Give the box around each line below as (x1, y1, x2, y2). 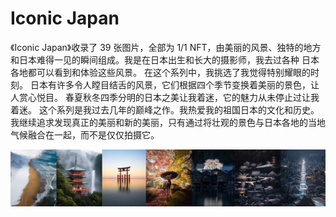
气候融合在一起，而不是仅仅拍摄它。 (10, 128, 160, 141)
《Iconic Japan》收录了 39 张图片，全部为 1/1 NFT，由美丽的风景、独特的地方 (10, 41, 322, 53)
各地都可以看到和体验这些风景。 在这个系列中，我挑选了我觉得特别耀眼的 (10, 66, 311, 78)
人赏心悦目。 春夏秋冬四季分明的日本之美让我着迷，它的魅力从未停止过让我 (10, 91, 320, 103)
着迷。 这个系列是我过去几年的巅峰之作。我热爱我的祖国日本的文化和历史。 (10, 103, 320, 116)
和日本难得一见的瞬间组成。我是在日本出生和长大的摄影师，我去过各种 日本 (10, 53, 320, 66)
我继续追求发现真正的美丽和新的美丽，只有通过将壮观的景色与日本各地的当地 (10, 116, 326, 128)
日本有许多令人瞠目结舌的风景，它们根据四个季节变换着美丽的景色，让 (29, 78, 320, 91)
